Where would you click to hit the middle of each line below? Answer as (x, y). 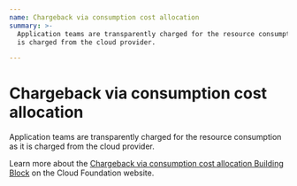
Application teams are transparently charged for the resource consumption (145, 137)
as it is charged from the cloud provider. (82, 146)
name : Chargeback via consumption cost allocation (104, 17)
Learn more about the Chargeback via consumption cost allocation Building (147, 164)
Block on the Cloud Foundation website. (82, 173)
